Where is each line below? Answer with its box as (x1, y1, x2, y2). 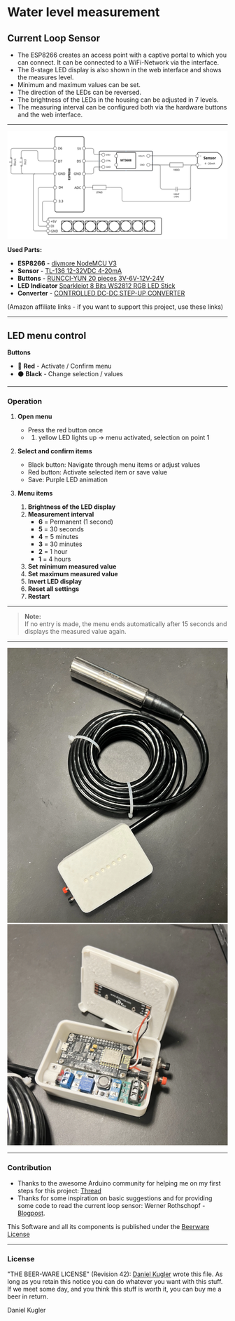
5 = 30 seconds (38, 525, 84, 533)
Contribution (7, 1163, 52, 1173)
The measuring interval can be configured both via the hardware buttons (17, 103, 227, 111)
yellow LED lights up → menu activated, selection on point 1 (38, 433, 210, 442)
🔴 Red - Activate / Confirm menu (17, 361, 112, 370)
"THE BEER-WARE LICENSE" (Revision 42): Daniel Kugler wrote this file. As (7, 1270, 223, 1278)
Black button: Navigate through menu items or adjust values (27, 460, 201, 469)
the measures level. (17, 73, 74, 81)
